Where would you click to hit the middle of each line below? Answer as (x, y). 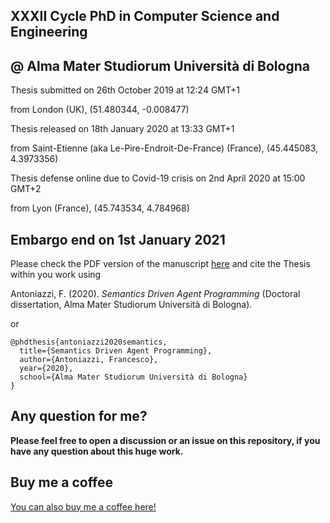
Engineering (49, 32)
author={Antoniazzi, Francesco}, (89, 360)
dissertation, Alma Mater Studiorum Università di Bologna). (131, 305)
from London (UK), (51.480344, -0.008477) (100, 110)
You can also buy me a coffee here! (83, 506)
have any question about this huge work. (97, 451)
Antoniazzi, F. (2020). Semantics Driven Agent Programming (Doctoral (155, 294)
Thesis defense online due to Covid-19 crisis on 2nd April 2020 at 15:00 (158, 178)
